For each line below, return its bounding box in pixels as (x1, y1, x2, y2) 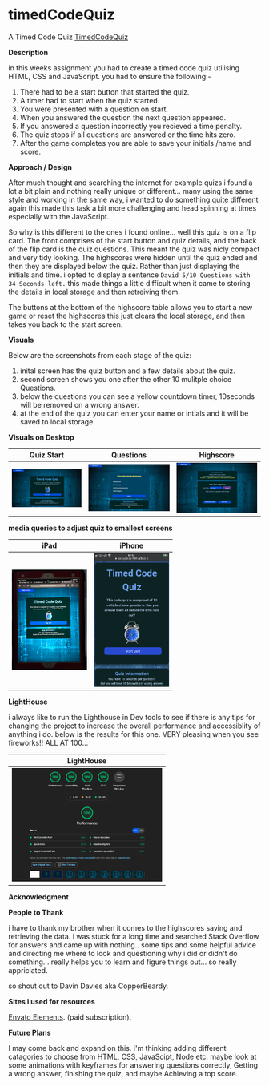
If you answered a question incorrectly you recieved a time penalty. (19, 121, 243, 131)
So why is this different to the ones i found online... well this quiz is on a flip (8, 227, 257, 237)
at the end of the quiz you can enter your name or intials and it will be (19, 408, 249, 418)
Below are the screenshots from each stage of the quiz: (8, 350, 192, 360)
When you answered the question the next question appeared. (19, 112, 227, 122)
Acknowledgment (8, 891, 70, 902)
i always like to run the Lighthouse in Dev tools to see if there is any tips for (8, 713, 256, 722)
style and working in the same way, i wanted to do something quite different (8, 195, 259, 204)
